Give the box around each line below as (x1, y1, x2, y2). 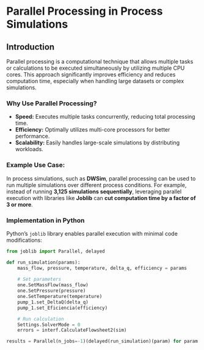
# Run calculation (17, 316, 64, 322)
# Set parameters (17, 277, 62, 283)
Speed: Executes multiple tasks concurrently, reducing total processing (15, 113, 195, 121)
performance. (15, 133, 50, 140)
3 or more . (6, 201, 34, 208)
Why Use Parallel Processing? (6, 99, 97, 108)
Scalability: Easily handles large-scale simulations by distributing (15, 139, 180, 146)
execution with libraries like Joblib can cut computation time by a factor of (6, 194, 196, 201)
